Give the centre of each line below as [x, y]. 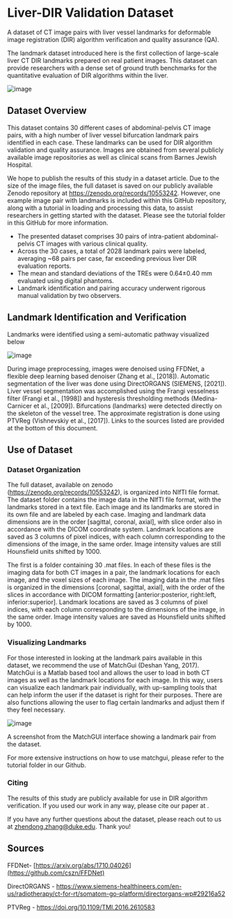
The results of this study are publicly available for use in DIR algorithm [107, 798]
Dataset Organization [44, 469]
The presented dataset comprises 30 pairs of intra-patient [101, 236]
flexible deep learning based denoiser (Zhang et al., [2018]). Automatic [109, 376]
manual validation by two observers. [69, 295]
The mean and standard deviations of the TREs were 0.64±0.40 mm [114, 273]
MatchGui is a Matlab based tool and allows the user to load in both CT [109, 672]
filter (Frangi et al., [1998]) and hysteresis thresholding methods [98, 398]
